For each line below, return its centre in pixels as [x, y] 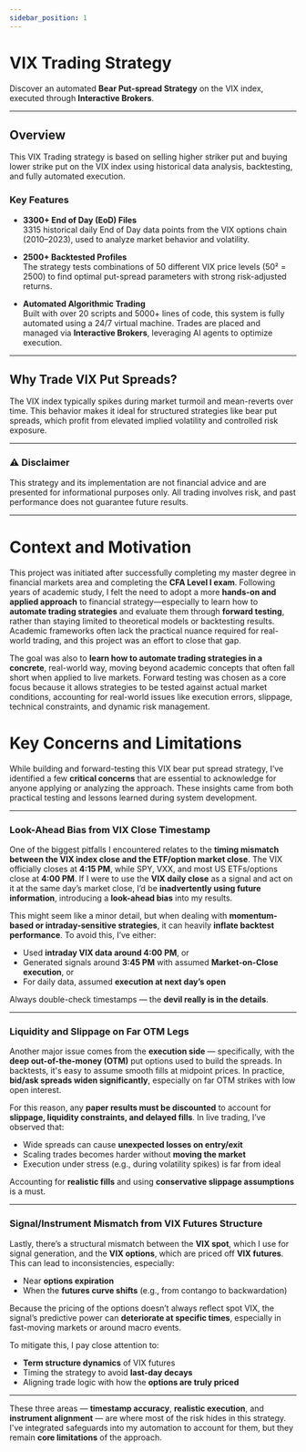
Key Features [40, 200]
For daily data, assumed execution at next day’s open [124, 982]
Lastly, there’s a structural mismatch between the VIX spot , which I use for [149, 1243]
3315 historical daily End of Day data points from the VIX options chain [155, 230]
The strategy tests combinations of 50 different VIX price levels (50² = [154, 266]
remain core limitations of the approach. [86, 1437]
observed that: [37, 1128]
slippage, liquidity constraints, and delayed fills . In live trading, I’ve [138, 1117]
